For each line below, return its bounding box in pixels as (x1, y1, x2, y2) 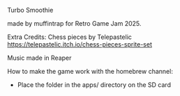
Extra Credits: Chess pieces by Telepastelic (7, 33, 133, 41)
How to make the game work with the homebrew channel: (7, 67, 173, 75)
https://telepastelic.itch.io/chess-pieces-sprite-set (7, 40, 152, 48)
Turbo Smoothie (7, 6, 54, 14)
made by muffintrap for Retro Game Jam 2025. (7, 19, 142, 27)
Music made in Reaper (7, 54, 72, 62)
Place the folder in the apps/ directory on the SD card (17, 81, 171, 89)
